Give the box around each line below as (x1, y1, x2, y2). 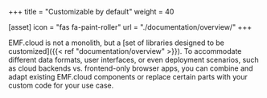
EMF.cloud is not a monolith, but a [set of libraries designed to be (8, 38, 225, 47)
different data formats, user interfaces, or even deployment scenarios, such (8, 55, 259, 64)
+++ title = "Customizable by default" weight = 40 (8, 7, 175, 16)
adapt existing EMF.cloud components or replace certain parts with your (8, 72, 248, 81)
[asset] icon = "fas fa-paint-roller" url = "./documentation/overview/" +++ (8, 22, 252, 31)
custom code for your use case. (8, 80, 114, 90)
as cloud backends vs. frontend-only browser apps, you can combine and (8, 63, 253, 73)
